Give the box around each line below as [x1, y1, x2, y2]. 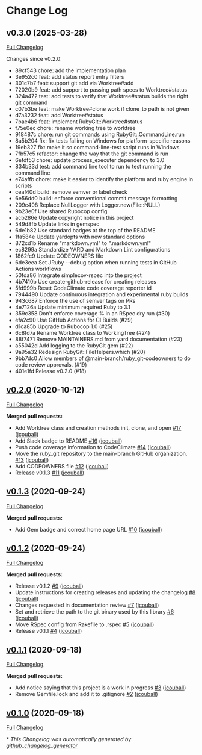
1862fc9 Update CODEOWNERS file [14, 252, 103, 259]
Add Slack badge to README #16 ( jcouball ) [14, 437, 123, 444]
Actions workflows [14, 266, 61, 272]
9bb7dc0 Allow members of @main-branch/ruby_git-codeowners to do [14, 355, 191, 362]
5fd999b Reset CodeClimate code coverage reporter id [14, 284, 152, 291]
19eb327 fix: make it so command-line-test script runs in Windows [14, 144, 180, 151]
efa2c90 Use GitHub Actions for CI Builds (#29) [14, 317, 133, 323]
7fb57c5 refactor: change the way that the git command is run [14, 150, 169, 157]
